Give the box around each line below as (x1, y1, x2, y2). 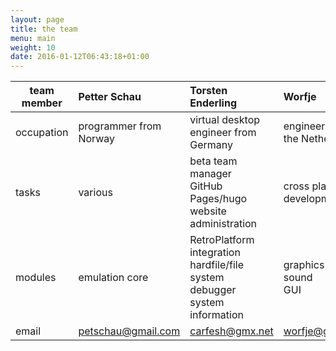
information (189, 308, 245, 322)
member (21, 96, 63, 110)
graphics (283, 258, 325, 272)
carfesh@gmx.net (189, 324, 274, 338)
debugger (189, 283, 237, 297)
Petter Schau (78, 90, 142, 104)
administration (189, 217, 258, 231)
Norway (78, 132, 116, 146)
